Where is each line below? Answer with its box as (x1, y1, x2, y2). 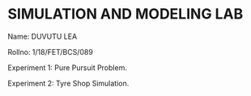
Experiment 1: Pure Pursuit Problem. (7, 62, 127, 73)
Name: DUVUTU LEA (7, 31, 78, 41)
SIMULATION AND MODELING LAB (7, 5, 244, 23)
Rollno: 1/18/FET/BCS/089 (7, 47, 94, 56)
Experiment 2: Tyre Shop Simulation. (7, 78, 130, 88)
